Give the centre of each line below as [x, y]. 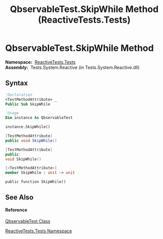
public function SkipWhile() [36, 182]
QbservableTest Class [28, 221]
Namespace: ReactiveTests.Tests [40, 62]
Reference [16, 210]
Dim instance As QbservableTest [39, 118]
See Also [19, 197]
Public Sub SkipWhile [28, 104]
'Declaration [19, 95]
